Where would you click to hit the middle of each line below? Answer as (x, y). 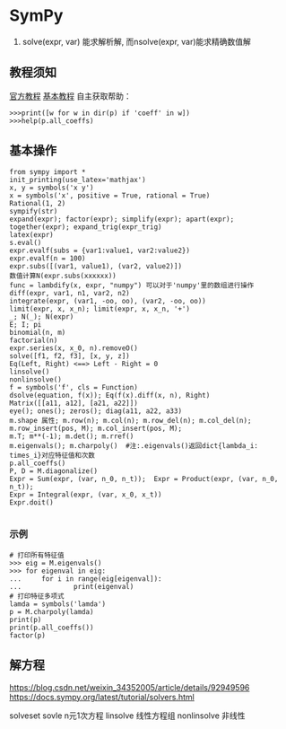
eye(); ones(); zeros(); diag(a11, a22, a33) (95, 411)
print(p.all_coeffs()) (52, 628)
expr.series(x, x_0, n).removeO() (74, 348)
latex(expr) (31, 234)
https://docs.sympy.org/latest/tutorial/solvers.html (102, 697)
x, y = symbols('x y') (52, 188)
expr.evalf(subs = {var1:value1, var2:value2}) (100, 250)
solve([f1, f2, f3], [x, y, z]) (69, 356)
